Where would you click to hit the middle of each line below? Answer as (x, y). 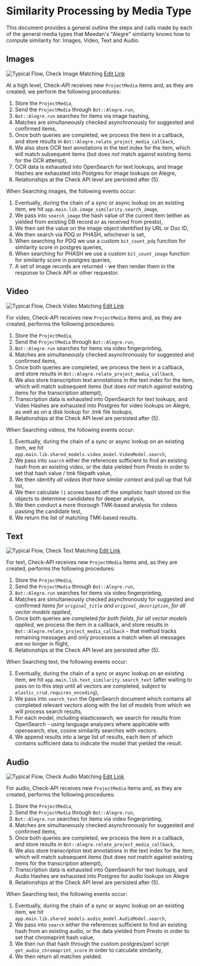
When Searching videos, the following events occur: (70, 430)
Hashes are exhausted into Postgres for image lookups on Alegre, (96, 173)
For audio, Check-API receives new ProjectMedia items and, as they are (94, 788)
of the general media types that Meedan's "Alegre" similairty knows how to (98, 34)
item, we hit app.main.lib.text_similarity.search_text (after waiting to (103, 680)
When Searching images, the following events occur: (71, 191)
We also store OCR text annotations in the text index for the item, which (103, 147)
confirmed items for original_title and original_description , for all (100, 606)
